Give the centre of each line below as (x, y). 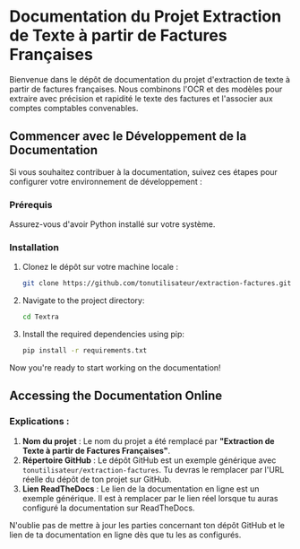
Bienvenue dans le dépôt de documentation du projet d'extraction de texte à (150, 79)
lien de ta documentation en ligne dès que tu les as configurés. (125, 535)
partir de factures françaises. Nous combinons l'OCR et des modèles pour (146, 89)
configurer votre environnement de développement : (106, 181)
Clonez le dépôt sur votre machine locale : (100, 267)
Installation (34, 247)
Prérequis (31, 205)
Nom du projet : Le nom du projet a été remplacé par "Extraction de (148, 440)
